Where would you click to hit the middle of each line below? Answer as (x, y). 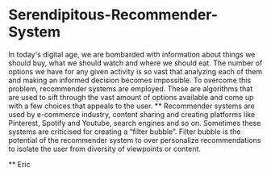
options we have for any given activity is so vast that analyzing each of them (135, 71)
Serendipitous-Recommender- (113, 15)
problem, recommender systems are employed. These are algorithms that (131, 88)
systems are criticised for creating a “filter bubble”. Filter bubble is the (125, 132)
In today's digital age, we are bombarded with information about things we (132, 54)
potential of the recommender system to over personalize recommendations (135, 140)
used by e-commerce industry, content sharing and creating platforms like (132, 114)
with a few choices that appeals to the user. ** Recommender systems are (132, 106)
